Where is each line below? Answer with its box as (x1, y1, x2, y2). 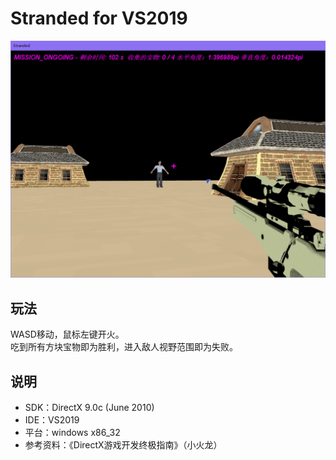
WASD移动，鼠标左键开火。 (10, 328, 125, 341)
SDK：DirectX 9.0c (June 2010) (24, 402, 155, 414)
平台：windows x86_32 (24, 427, 121, 439)
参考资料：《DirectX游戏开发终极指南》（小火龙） (24, 439, 223, 451)
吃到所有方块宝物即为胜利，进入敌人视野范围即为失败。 (10, 341, 238, 353)
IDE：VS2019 (24, 414, 80, 426)
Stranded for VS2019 (10, 7, 188, 30)
